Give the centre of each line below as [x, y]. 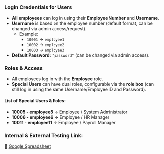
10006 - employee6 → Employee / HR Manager [60, 117]
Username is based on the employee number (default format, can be [82, 23]
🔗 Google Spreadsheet [28, 146]
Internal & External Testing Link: [44, 135]
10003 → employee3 [46, 50]
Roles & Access [24, 68]
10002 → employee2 [46, 45]
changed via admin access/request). [49, 29]
